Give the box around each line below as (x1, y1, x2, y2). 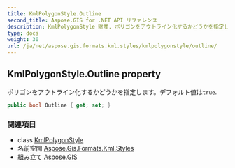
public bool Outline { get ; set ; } (7, 102, 111, 109)
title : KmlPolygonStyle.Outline (7, 10, 101, 17)
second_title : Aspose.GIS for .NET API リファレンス (7, 17, 158, 24)
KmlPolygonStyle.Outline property (7, 68, 162, 80)
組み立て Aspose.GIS (17, 153, 78, 161)
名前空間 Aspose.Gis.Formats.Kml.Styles (17, 144, 134, 152)
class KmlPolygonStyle (17, 135, 84, 144)
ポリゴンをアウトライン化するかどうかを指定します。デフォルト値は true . (7, 88, 218, 96)
